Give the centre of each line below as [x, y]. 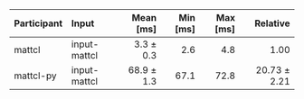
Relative [272, 23]
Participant [38, 23]
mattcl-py [35, 76]
